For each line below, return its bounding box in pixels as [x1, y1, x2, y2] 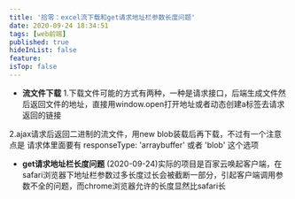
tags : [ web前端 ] [9, 29, 66, 38]
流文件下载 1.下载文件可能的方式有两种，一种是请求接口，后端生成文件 [21, 88, 279, 98]
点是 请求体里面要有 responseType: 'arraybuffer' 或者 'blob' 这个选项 [9, 139, 260, 150]
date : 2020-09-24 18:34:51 [9, 21, 109, 30]
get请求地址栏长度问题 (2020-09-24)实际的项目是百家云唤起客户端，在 [21, 158, 283, 169]
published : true [9, 37, 69, 47]
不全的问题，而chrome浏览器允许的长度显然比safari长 [29, 180, 226, 191]
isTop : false [9, 63, 58, 72]
